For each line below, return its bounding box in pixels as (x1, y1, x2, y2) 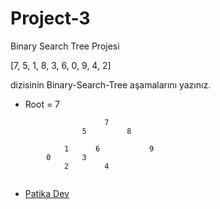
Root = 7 (24, 98, 61, 110)
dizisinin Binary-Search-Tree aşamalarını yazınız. (10, 78, 212, 91)
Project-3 (10, 7, 91, 30)
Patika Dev (24, 187, 70, 199)
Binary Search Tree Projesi (10, 40, 120, 52)
